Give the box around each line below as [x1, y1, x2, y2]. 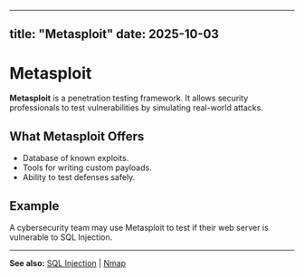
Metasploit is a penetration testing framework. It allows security [9, 92, 249, 104]
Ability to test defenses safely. [22, 172, 136, 183]
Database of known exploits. [22, 153, 129, 164]
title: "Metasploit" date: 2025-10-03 [9, 26, 220, 42]
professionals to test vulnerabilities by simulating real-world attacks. [9, 102, 264, 113]
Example [9, 198, 60, 214]
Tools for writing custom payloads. [22, 162, 152, 173]
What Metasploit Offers [9, 129, 145, 144]
